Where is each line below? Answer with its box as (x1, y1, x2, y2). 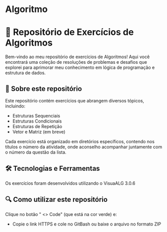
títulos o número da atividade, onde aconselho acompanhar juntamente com (5, 144, 162, 150)
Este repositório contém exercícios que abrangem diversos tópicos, (5, 97, 144, 103)
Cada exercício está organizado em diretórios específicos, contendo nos (5, 138, 155, 144)
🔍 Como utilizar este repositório (5, 195, 108, 204)
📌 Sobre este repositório (5, 84, 82, 93)
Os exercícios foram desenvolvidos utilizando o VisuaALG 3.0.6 (5, 180, 135, 186)
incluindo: (5, 103, 25, 109)
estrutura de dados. (5, 70, 46, 76)
